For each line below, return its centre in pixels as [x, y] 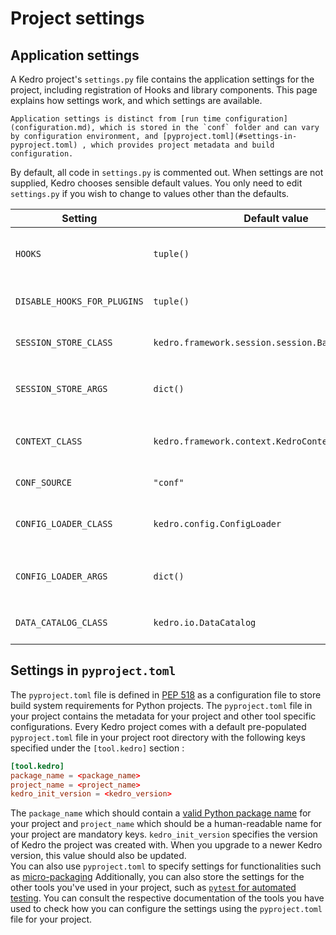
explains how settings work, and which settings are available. [136, 100]
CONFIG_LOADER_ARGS [61, 576]
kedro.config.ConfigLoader [217, 523]
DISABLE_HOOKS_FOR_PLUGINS [79, 301]
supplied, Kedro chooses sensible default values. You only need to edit [156, 183]
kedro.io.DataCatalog [205, 622]
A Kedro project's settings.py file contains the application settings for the [162, 79]
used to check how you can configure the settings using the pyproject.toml [166, 909]
